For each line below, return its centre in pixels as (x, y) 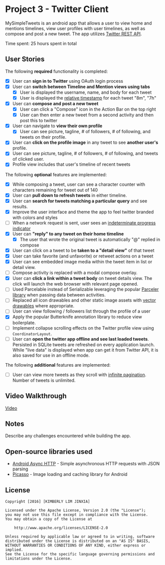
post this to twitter (38, 121)
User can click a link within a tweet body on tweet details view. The (82, 278)
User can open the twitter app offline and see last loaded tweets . (81, 339)
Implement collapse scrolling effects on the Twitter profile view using (83, 328)
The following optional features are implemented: (56, 174)
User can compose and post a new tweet (55, 103)
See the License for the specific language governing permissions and (80, 554)
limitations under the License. (39, 558)
